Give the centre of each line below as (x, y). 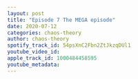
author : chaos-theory (38, 39)
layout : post (26, 13)
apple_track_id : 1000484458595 (52, 58)
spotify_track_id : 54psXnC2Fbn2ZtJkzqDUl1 (69, 45)
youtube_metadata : (33, 65)
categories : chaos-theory (44, 33)
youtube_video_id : (33, 52)
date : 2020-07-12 (32, 26)
